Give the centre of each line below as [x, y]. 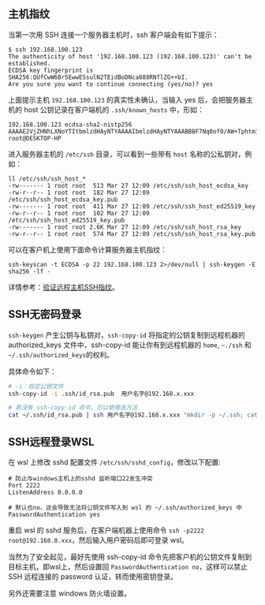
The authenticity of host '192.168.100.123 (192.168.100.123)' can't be [130, 56]
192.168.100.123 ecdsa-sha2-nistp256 [70, 125]
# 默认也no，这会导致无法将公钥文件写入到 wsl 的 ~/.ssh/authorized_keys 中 [125, 507]
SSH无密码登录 [45, 314]
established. [30, 63]
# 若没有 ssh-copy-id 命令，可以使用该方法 [73, 408]
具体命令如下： [32, 371]
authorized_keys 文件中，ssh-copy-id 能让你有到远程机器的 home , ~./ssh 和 [130, 345]
